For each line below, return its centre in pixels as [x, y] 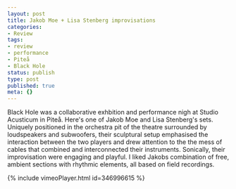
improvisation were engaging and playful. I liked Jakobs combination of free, [118, 157]
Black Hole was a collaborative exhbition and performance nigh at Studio [113, 112]
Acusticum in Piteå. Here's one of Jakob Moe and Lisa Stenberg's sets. [110, 119]
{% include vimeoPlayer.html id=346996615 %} [76, 178]
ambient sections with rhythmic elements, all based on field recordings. [111, 164]
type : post [23, 79]
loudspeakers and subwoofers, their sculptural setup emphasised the [108, 135]
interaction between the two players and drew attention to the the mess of [115, 142]
